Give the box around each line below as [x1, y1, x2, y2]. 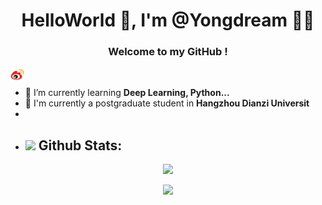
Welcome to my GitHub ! [108, 45, 228, 59]
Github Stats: [38, 137, 123, 154]
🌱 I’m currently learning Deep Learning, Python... [24, 87, 230, 99]
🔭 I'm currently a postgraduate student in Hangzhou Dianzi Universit [24, 97, 310, 109]
